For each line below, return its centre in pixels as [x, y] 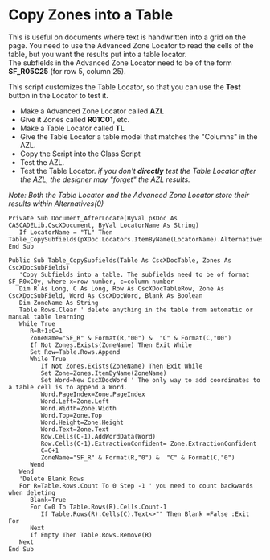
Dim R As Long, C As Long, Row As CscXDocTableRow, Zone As [122, 288]
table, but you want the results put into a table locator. [98, 54]
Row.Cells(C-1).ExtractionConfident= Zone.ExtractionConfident [149, 443]
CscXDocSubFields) [39, 267]
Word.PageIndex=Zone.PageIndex [93, 394]
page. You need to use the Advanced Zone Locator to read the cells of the [131, 45]
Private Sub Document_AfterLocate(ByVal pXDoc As [93, 218]
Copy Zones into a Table [91, 15]
